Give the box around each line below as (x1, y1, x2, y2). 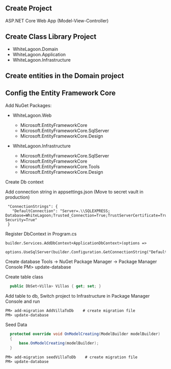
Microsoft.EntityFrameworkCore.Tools (20, 163, 100, 170)
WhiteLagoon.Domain (12, 46, 59, 52)
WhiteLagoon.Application (12, 51, 66, 58)
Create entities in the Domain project (5, 71, 124, 81)
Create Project (5, 4, 52, 13)
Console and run (5, 298, 40, 304)
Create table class (5, 274, 43, 280)
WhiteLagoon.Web (12, 112, 52, 118)
